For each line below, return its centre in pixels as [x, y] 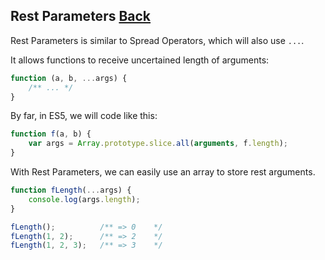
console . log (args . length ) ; [84, 199]
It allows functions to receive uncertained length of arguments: [140, 60]
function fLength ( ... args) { [71, 190]
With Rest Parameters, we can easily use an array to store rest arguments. [163, 172]
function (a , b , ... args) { [69, 78]
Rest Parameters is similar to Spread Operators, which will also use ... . [157, 40]
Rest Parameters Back [81, 16]
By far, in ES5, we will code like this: [84, 116]
